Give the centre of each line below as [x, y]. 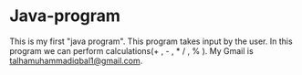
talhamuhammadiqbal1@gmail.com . [76, 60]
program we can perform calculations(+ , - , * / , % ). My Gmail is [131, 50]
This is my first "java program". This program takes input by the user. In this [151, 41]
